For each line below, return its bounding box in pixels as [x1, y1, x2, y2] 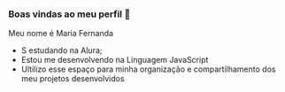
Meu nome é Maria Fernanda [8, 28, 114, 39]
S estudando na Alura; [20, 45, 103, 56]
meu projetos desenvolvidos [20, 73, 125, 84]
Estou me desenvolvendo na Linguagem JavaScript [20, 55, 209, 65]
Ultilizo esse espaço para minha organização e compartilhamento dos [20, 64, 276, 74]
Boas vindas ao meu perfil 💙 [8, 8, 131, 20]
